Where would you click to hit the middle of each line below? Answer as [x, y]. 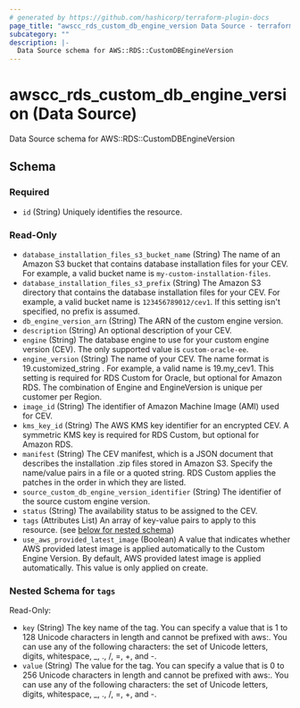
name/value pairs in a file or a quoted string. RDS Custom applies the [149, 473]
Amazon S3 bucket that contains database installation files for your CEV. [155, 264]
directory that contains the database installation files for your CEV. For [151, 292]
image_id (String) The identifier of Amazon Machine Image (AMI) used [150, 407]
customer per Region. [62, 397]
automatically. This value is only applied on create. [115, 568]
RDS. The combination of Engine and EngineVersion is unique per [142, 388]
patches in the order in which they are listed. [104, 483]
